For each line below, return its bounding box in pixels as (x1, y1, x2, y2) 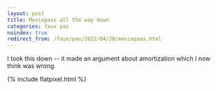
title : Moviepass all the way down (7, 16, 110, 23)
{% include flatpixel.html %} (7, 75, 87, 83)
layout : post (7, 10, 45, 17)
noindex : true (7, 29, 48, 36)
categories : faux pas (7, 23, 70, 30)
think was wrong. (7, 62, 56, 70)
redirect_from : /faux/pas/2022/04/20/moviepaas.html (7, 36, 162, 43)
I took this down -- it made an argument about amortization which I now (7, 54, 211, 63)
